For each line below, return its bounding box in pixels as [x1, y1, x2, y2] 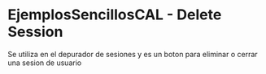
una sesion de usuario [7, 58, 82, 68]
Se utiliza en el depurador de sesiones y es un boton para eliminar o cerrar [7, 49, 258, 59]
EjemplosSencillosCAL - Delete [7, 6, 222, 24]
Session [7, 23, 63, 41]
